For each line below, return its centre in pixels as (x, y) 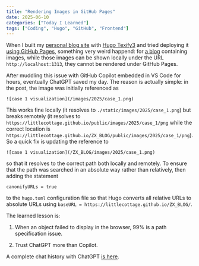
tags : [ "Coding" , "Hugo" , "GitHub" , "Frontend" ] (67, 28)
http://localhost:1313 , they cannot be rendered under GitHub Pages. (92, 64)
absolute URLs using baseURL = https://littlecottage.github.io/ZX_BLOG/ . (99, 204)
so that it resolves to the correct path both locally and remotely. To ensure (97, 163)
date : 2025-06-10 (28, 17)
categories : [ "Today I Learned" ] (48, 23)
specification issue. (39, 234)
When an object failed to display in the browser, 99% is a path (91, 227)
